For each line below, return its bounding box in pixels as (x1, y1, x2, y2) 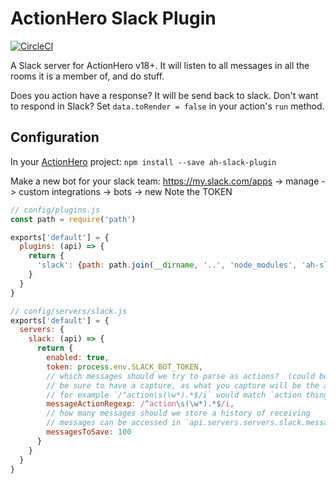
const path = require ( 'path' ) (10, 214, 137, 224)
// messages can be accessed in (46, 418, 182, 428)
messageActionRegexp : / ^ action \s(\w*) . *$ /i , (46, 399, 235, 409)
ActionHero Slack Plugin (10, 7, 217, 30)
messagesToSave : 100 (46, 427, 132, 437)
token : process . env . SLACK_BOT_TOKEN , (46, 362, 203, 372)
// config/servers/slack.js (10, 306, 128, 316)
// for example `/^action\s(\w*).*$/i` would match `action (46, 390, 302, 400)
